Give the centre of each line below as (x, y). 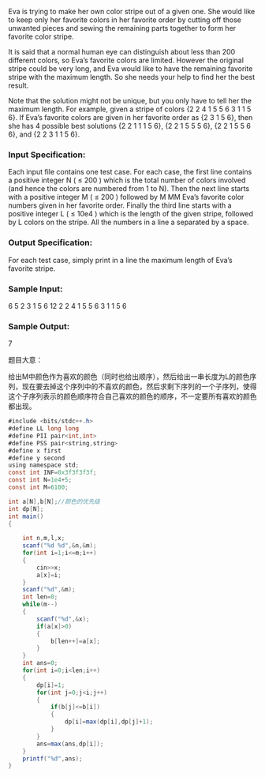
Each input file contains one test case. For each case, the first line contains (130, 172)
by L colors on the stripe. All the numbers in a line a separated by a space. (129, 222)
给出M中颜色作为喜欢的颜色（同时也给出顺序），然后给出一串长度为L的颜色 (129, 377)
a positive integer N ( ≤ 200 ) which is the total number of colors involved (127, 180)
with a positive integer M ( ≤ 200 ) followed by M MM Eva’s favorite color (126, 197)
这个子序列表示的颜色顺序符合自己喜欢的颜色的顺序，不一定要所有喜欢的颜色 (132, 396)
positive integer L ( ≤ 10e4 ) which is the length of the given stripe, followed (131, 214)
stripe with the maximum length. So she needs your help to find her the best (132, 77)
